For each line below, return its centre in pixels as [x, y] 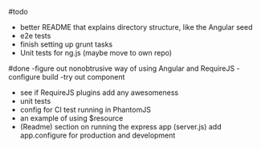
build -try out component [84, 77]
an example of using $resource [71, 118]
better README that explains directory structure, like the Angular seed [136, 27]
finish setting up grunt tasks [66, 44]
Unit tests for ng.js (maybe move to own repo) [96, 53]
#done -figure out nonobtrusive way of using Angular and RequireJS [122, 68]
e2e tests [35, 36]
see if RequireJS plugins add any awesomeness [99, 92]
